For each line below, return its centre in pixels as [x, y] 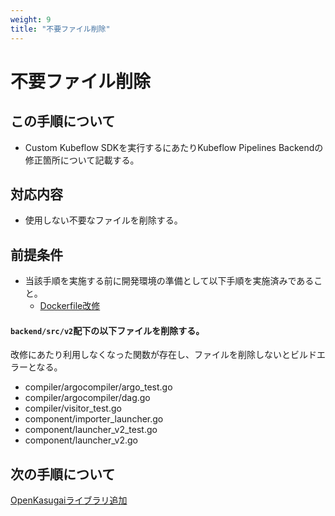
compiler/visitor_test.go [73, 408]
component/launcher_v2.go [81, 440]
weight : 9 [31, 19]
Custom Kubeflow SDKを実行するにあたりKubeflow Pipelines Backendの [174, 147]
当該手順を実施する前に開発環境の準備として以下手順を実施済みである [169, 281]
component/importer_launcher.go [94, 419]
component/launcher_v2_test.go [91, 430]
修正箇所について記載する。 [82, 160]
